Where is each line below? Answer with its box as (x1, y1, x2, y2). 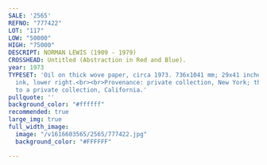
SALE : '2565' (8, 11, 52, 20)
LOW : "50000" (8, 33, 52, 42)
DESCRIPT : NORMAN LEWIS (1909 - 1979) (8, 49, 137, 57)
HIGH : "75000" (8, 41, 56, 49)
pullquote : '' (8, 93, 56, 101)
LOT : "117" (8, 26, 44, 34)
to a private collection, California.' (15, 85, 148, 94)
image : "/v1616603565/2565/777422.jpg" (15, 130, 148, 138)
